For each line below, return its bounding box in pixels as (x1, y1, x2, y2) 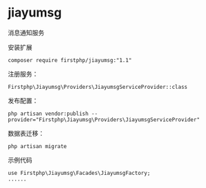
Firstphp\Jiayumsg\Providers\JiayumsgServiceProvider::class (8, 83, 188, 90)
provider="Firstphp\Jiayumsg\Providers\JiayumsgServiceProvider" (8, 116, 200, 123)
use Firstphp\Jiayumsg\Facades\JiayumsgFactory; (8, 169, 151, 176)
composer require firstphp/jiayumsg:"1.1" (8, 56, 132, 63)
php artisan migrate (8, 143, 68, 149)
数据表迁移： (8, 129, 44, 137)
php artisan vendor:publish (8, 110, 89, 117)
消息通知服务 (8, 28, 44, 36)
